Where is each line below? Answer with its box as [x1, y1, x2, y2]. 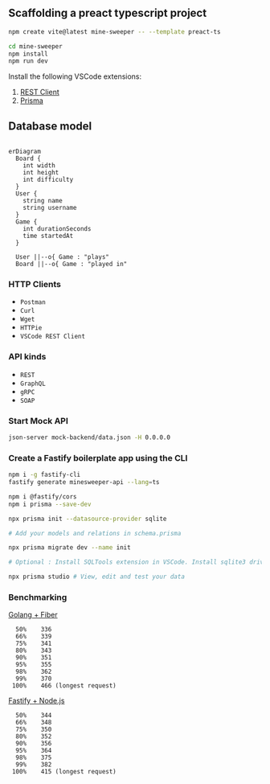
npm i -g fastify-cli [8, 470, 81, 479]
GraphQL [19, 380, 46, 388]
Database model [8, 119, 92, 133]
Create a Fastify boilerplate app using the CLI [8, 452, 188, 463]
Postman [19, 298, 46, 306]
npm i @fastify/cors [8, 492, 78, 501]
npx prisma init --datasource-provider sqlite [8, 515, 167, 523]
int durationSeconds [22, 225, 92, 233]
